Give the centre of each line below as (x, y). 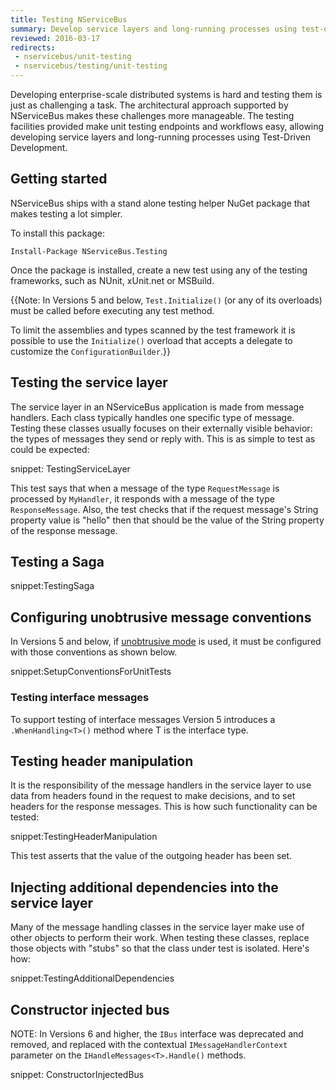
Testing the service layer (89, 382)
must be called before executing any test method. (112, 310)
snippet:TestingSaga (52, 586)
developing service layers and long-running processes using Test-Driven (161, 137)
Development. (39, 147)
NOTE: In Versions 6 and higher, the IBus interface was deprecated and (157, 1033)
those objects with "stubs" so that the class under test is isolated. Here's (160, 948)
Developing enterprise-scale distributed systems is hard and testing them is (166, 94)
